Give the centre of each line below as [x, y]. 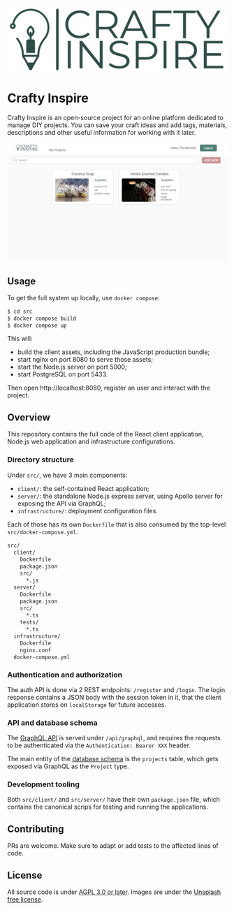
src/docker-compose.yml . [43, 531]
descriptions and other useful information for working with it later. [102, 132]
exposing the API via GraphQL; [61, 503]
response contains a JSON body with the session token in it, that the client [114, 697]
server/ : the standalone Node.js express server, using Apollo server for [120, 496]
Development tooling [44, 784]
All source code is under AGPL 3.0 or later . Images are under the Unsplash [114, 892]
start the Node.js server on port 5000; [72, 367]
